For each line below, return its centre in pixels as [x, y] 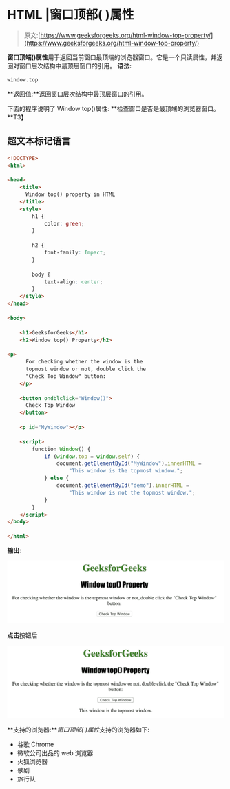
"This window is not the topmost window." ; [132, 492]
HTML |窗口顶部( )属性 [71, 15]
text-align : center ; [73, 282]
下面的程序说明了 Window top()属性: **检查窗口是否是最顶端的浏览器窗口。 [114, 108]
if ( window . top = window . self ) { [92, 457]
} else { [56, 478]
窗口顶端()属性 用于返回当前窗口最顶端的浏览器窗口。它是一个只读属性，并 [112, 57]
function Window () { [61, 449]
